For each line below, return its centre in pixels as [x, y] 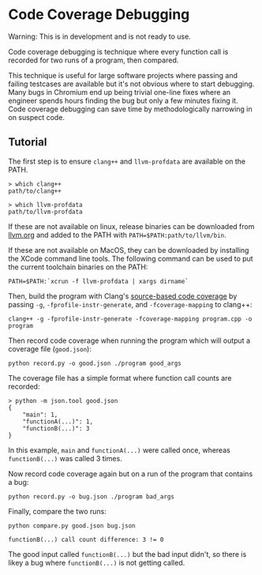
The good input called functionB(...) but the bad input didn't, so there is [127, 554]
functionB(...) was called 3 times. [65, 458]
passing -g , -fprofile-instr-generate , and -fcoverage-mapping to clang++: [130, 304]
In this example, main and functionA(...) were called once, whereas [119, 450]
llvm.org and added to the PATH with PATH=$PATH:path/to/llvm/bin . [117, 235]
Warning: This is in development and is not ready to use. [99, 36]
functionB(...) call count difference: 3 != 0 [86, 539]
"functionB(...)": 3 [56, 428]
